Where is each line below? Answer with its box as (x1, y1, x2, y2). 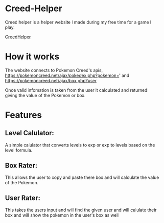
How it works (5, 51, 60, 62)
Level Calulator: (5, 129, 54, 137)
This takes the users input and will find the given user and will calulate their (5, 207, 157, 213)
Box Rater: (5, 161, 38, 170)
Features (5, 110, 42, 121)
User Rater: (5, 194, 41, 202)
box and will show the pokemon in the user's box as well (5, 212, 119, 218)
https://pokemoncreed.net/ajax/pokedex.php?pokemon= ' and (5, 72, 130, 78)
